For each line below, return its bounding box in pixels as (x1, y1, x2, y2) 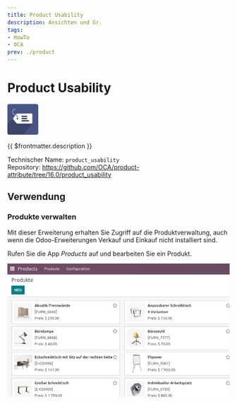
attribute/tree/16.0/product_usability (7, 170, 111, 179)
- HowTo (7, 34, 30, 41)
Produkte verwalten (7, 212, 77, 222)
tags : (7, 26, 23, 33)
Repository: (7, 162, 41, 171)
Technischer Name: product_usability (7, 155, 120, 164)
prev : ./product (7, 49, 55, 56)
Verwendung (7, 191, 66, 203)
